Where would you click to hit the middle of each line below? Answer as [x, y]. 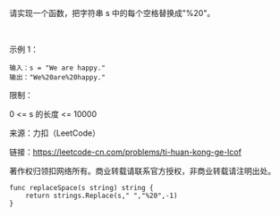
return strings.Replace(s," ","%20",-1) [102, 195]
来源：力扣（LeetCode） [55, 133]
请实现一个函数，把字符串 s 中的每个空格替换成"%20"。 [112, 13]
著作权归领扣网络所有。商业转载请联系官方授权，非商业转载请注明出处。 [142, 171]
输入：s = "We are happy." [57, 68]
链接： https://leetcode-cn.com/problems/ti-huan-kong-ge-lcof [125, 152]
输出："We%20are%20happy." [57, 78]
